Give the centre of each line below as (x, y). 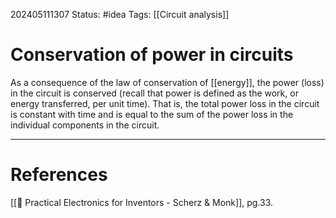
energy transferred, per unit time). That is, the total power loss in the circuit (165, 103)
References (59, 175)
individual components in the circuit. (85, 125)
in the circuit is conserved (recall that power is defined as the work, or (154, 93)
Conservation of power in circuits (152, 55)
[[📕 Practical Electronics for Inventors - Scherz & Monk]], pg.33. (142, 202)
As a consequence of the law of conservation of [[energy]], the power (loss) (167, 82)
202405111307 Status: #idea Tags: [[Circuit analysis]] (120, 14)
